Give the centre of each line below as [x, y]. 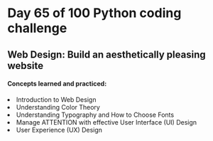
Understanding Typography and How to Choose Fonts [95, 115]
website [26, 66]
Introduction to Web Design [56, 99]
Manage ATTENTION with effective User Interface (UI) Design [107, 122]
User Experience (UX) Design [60, 130]
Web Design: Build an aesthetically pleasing [106, 54]
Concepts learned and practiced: [57, 84]
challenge [37, 28]
